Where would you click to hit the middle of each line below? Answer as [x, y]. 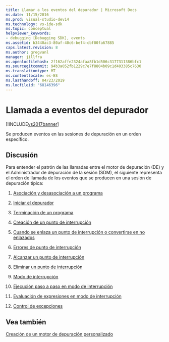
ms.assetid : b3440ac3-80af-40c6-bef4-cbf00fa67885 [60, 43]
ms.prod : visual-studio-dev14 [38, 19]
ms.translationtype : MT [31, 71]
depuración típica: [24, 183]
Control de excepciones [38, 306]
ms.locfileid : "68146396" [33, 85]
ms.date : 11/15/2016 [27, 15]
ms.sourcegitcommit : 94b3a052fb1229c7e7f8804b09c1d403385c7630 [74, 66]
